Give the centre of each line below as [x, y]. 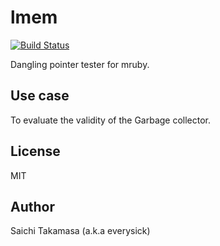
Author [32, 206]
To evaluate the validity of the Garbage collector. [111, 120]
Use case [40, 96]
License [35, 151]
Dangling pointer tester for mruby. [80, 64]
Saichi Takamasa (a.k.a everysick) [80, 231]
